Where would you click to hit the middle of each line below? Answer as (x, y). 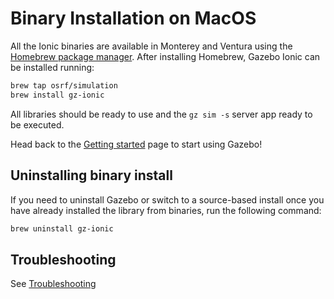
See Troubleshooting (53, 284)
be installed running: (52, 67)
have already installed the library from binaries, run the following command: (166, 210)
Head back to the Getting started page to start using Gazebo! (136, 144)
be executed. (37, 124)
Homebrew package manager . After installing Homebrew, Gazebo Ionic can (165, 56)
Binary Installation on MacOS (133, 18)
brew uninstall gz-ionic (62, 228)
